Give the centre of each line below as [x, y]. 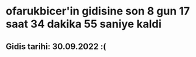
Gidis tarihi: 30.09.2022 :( [56, 46]
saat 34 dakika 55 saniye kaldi [84, 24]
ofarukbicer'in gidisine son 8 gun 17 [98, 11]
